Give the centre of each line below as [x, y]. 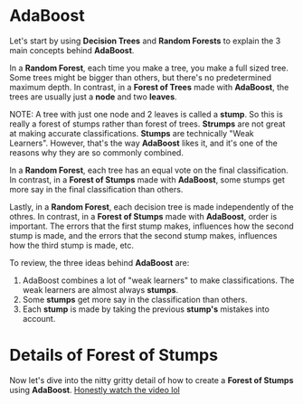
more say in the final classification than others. [96, 189]
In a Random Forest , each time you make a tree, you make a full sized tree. [149, 68]
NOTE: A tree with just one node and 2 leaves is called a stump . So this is [146, 114]
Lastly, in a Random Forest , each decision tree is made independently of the [151, 207]
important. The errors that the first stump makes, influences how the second [151, 226]
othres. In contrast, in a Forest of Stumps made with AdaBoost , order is [143, 216]
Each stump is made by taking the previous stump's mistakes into [146, 309]
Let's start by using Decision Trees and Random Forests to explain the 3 [145, 41]
